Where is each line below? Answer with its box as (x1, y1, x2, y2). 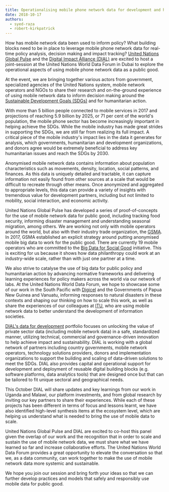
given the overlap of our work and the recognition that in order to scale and (5, 434, 161, 440)
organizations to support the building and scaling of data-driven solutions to (5, 356, 163, 362)
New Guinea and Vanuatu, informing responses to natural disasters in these (5, 292, 162, 298)
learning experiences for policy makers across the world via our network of (5, 276, 161, 282)
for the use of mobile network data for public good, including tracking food (5, 213, 160, 219)
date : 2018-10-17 (5, 12, 42, 17)
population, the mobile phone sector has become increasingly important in (5, 118, 159, 124)
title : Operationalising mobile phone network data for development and (5, 7, 161, 13)
